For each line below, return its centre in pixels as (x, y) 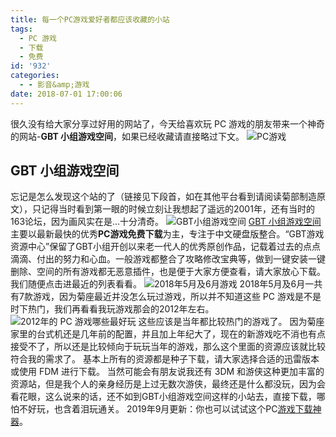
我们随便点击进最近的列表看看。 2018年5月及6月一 (162, 284)
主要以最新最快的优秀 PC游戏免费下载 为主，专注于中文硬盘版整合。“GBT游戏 (167, 234)
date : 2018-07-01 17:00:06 (66, 94)
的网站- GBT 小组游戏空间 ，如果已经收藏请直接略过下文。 (127, 136)
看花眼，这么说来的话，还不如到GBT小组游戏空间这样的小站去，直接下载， (163, 397)
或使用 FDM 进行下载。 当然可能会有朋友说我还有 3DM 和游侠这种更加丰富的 (167, 372)
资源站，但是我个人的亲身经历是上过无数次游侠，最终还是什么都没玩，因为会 (168, 384)
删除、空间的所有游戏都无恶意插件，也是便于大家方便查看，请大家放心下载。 (168, 272)
